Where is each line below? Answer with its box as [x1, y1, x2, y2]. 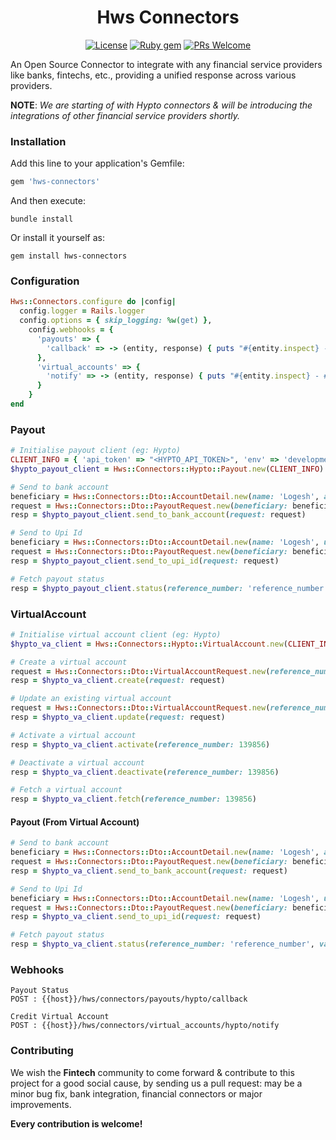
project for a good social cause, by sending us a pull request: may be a [10, 1077, 303, 1089]
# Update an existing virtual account [10, 694, 172, 704]
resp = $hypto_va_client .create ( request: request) [10, 676, 226, 686]
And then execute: [10, 195, 86, 207]
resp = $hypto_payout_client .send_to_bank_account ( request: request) [10, 510, 307, 520]
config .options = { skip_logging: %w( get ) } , [19, 316, 213, 326]
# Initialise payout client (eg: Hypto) [10, 446, 182, 456]
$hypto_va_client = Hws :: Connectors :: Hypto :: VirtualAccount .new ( [10, 639, 288, 649]
